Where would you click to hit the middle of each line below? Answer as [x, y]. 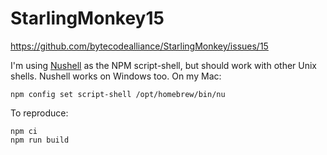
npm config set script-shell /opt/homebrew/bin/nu [118, 94]
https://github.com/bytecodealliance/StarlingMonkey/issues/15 [139, 46]
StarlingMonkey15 [87, 18]
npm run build [40, 140]
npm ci [24, 131]
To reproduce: [39, 113]
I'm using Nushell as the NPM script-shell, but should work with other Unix [164, 65]
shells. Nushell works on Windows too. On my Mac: [116, 76]
